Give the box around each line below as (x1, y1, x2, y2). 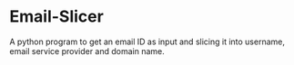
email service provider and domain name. (9, 45, 166, 56)
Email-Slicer (9, 6, 105, 27)
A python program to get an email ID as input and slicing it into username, (9, 36, 285, 47)
